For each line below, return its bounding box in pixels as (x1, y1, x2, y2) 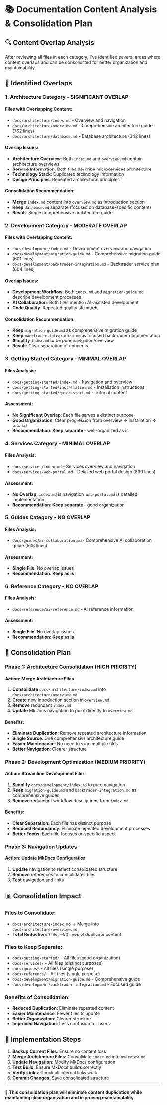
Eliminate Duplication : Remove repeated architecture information (12, 730, 147, 736)
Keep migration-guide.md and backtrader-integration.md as (12, 787, 137, 793)
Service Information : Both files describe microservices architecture (12, 166, 152, 172)
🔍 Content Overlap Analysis (5, 38, 95, 47)
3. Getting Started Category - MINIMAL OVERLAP (5, 355, 126, 362)
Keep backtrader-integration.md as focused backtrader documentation (12, 333, 160, 339)
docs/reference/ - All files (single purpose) (12, 970, 100, 977)
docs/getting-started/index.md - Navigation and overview (12, 379, 133, 385)
